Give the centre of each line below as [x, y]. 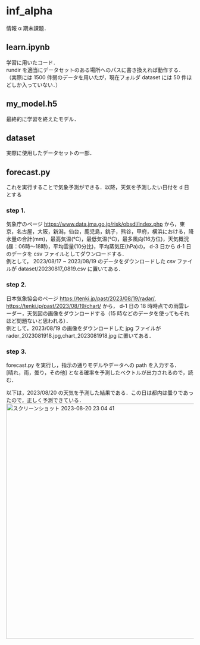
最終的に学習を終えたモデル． [43, 119]
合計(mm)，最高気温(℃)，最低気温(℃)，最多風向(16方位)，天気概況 [105, 239]
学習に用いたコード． [32, 62]
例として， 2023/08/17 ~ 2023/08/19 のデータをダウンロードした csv [91, 261]
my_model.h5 [32, 104]
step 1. [16, 211]
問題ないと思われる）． [44, 320]
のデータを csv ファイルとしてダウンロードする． [67, 254]
